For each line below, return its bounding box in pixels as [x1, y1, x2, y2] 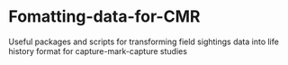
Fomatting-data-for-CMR [8, 6, 201, 27]
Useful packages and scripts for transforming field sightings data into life [8, 36, 280, 47]
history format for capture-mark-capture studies [8, 45, 188, 56]
